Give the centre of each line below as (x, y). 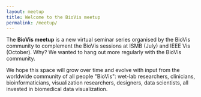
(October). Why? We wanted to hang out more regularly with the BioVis (94, 52)
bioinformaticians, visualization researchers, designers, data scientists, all (97, 83)
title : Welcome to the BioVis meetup (53, 17)
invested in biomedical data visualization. (57, 89)
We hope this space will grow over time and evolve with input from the (93, 70)
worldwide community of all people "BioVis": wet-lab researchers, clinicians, (101, 76)
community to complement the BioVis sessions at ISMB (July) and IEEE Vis (98, 46)
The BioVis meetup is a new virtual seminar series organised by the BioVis (98, 40)
